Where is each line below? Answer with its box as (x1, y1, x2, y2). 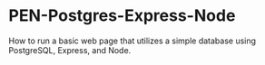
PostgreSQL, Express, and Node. (8, 44, 132, 55)
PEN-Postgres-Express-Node (8, 5, 236, 26)
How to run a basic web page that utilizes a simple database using (8, 35, 256, 46)
